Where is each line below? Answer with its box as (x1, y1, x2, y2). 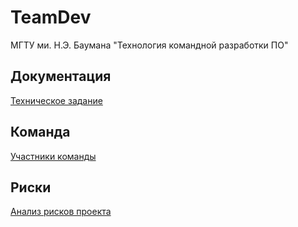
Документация (10, 68, 112, 85)
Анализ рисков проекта (10, 206, 112, 218)
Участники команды (10, 150, 97, 162)
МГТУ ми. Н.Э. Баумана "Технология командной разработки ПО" (10, 39, 289, 51)
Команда (10, 124, 71, 141)
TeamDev (10, 6, 92, 29)
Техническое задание (10, 94, 103, 106)
